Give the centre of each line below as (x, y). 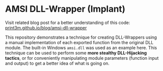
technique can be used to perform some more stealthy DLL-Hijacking (76, 53)
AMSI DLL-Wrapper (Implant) (65, 9)
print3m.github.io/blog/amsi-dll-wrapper (46, 27)
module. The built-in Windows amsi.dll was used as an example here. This (81, 47)
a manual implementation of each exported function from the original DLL (79, 42)
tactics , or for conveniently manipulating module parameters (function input (82, 58)
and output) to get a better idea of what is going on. (57, 63)
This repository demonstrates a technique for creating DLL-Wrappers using (81, 37)
